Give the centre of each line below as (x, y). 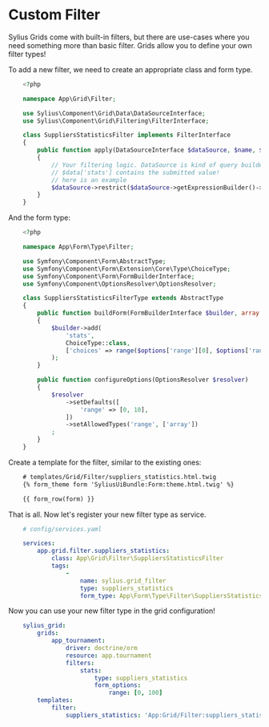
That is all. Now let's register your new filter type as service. (107, 514)
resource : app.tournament (108, 656)
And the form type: (39, 217)
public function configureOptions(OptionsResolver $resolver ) (143, 380)
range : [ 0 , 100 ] (135, 693)
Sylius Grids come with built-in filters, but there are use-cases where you (129, 37)
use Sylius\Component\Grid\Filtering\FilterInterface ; (116, 121)
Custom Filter (54, 15)
